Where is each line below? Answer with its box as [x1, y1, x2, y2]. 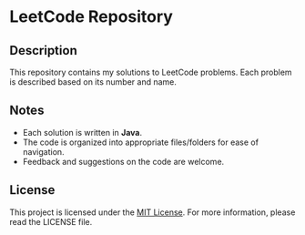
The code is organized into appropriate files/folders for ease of [22, 137, 259, 148]
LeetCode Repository [9, 6, 173, 27]
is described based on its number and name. [9, 77, 178, 87]
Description [9, 43, 77, 58]
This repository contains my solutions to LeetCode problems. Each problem [9, 66, 293, 77]
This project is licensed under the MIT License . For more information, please [9, 207, 296, 218]
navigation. [22, 146, 66, 157]
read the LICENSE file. [9, 216, 93, 227]
